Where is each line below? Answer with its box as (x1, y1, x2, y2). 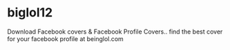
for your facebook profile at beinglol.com (7, 34, 124, 42)
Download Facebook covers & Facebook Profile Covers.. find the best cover (7, 27, 223, 36)
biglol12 (7, 5, 53, 21)
